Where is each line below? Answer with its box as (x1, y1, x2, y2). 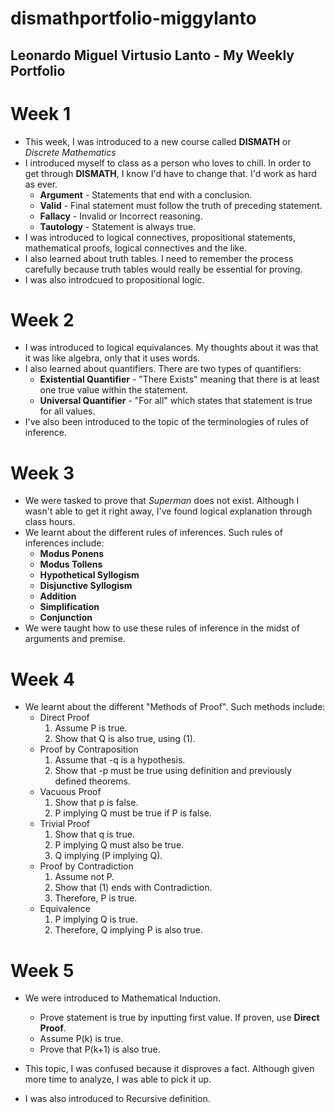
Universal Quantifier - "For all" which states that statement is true (39, 395, 313, 407)
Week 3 (10, 462, 75, 484)
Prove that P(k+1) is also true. (39, 1043, 161, 1056)
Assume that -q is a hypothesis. (54, 754, 186, 766)
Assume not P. (54, 871, 115, 883)
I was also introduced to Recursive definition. (24, 1093, 211, 1105)
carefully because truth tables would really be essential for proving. (24, 263, 303, 275)
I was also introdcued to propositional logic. (24, 273, 205, 286)
